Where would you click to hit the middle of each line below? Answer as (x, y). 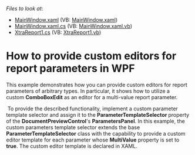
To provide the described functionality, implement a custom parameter (93, 109)
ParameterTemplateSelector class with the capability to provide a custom (96, 133)
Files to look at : (25, 9)
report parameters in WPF (70, 68)
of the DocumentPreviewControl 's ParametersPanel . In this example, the (95, 121)
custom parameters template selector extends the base (73, 127)
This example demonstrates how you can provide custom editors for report (97, 85)
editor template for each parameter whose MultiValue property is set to (93, 140)
